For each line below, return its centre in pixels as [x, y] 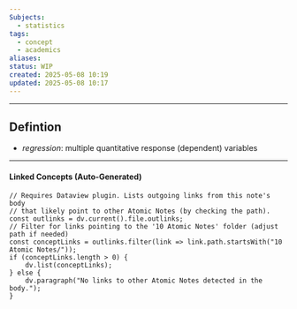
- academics [39, 50]
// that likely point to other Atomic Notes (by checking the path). [140, 211]
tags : [19, 34]
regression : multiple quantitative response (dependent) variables [140, 148]
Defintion [35, 128]
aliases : [25, 58]
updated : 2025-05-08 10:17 [59, 83]
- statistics [41, 26]
